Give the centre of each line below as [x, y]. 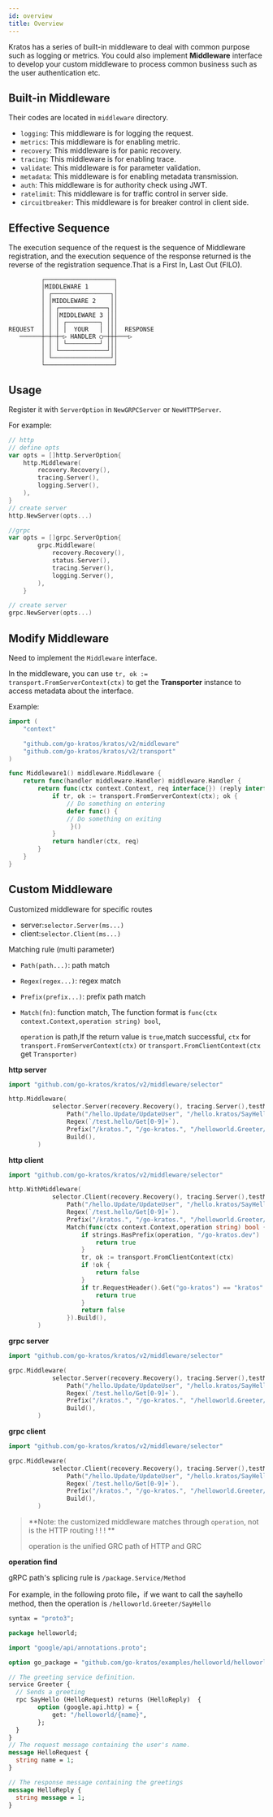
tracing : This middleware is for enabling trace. [98, 159]
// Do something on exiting [114, 819]
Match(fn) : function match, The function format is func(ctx [119, 1012]
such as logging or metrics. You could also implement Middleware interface [135, 55]
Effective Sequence [59, 228]
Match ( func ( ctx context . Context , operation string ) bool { [167, 1227]
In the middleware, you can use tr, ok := [78, 674]
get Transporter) [48, 1054]
